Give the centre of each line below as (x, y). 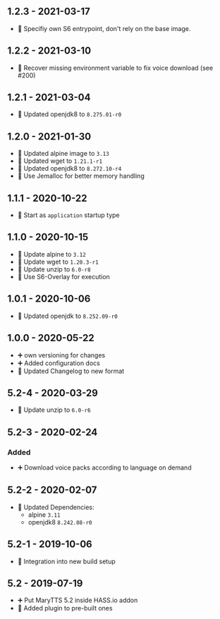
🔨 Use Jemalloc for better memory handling (81, 176)
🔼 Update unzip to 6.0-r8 (54, 269)
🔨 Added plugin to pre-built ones (65, 608)
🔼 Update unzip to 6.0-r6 (54, 410)
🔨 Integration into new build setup (66, 561)
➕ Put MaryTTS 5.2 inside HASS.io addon (78, 600)
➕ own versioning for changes (61, 355)
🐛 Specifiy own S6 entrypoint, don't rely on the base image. (104, 28)
